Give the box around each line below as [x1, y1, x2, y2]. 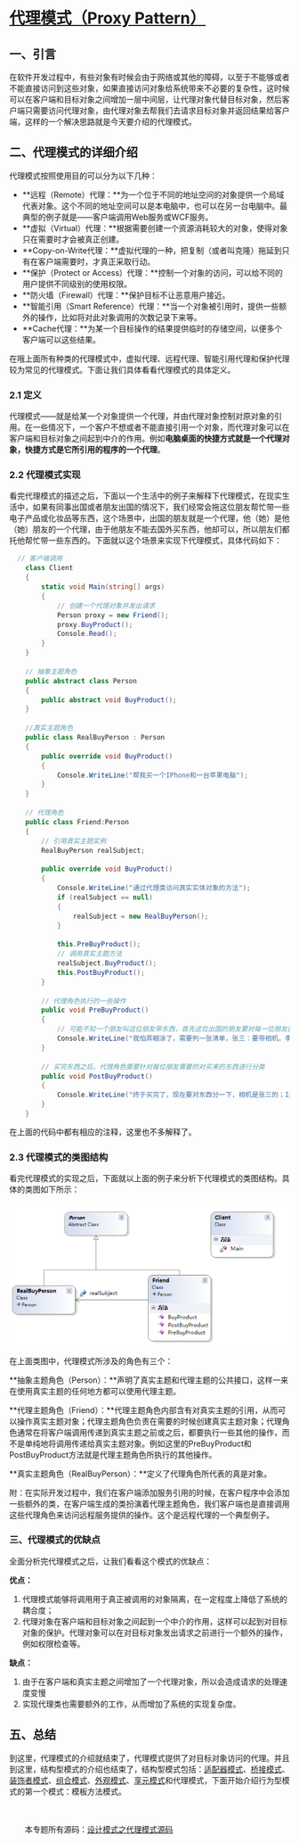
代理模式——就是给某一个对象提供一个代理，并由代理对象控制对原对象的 [9, 411, 274, 422]
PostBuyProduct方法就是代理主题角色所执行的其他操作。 [9, 1449, 217, 1459]
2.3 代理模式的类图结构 [9, 1151, 109, 1163]
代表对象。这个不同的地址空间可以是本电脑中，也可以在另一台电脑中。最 [21, 200, 287, 211]
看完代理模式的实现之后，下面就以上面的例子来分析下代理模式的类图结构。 [9, 1173, 282, 1184]
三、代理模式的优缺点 [9, 1533, 101, 1546]
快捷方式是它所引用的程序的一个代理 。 [24, 444, 166, 455]
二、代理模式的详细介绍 [9, 145, 138, 161]
